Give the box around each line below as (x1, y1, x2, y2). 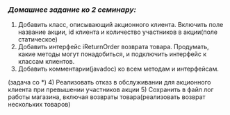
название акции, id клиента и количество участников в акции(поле (17, 28, 218, 36)
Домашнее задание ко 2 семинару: (8, 5, 136, 15)
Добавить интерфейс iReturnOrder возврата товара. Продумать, (17, 43, 209, 51)
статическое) (17, 35, 58, 44)
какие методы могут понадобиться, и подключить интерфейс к (17, 50, 207, 58)
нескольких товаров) (8, 100, 71, 109)
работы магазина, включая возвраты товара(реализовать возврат (8, 93, 206, 101)
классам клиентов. (17, 57, 75, 66)
